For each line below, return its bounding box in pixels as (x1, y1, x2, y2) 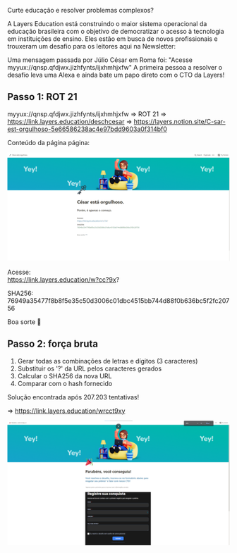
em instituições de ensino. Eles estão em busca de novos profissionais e (7, 35, 218, 43)
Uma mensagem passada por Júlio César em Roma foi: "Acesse (7, 56, 193, 64)
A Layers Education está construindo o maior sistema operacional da (7, 20, 207, 27)
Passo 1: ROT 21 (7, 91, 78, 103)
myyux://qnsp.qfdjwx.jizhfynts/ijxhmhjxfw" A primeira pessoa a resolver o (7, 63, 223, 71)
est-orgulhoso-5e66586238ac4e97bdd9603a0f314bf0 (7, 125, 168, 133)
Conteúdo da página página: (7, 138, 90, 147)
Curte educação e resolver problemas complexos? (7, 6, 154, 14)
